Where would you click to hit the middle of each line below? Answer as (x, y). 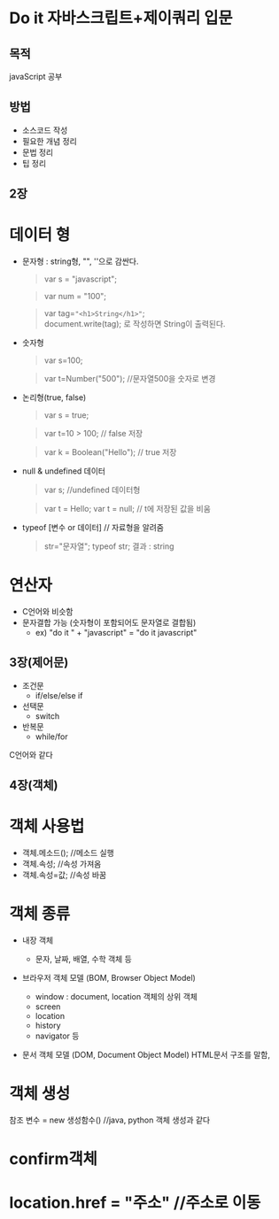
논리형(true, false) (54, 397)
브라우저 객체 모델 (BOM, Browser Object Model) (109, 978)
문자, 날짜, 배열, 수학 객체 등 (84, 959)
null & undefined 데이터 (64, 471)
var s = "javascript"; (81, 279)
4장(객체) (34, 786)
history (48, 1026)
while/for (51, 737)
